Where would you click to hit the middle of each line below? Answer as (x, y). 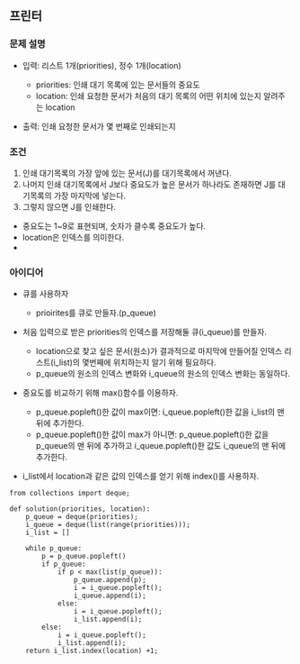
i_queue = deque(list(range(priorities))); (108, 525)
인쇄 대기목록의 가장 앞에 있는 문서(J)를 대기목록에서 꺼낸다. (127, 173)
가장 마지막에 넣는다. (90, 196)
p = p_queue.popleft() (84, 557)
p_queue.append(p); (110, 580)
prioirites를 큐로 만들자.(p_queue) (96, 313)
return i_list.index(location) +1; (92, 651)
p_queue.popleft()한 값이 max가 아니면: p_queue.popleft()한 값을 (152, 434)
